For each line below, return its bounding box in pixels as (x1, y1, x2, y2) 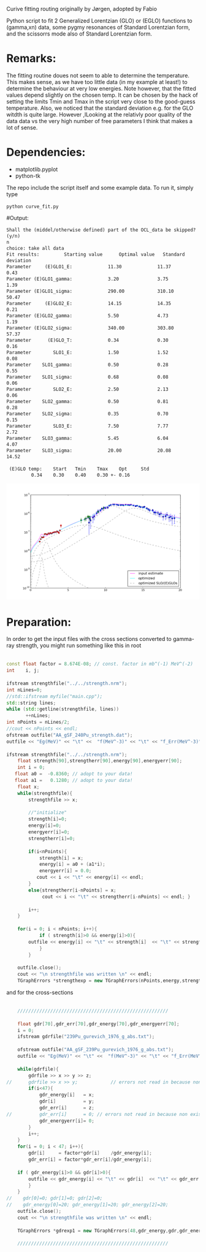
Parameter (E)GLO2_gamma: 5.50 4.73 (6, 313, 169, 319)
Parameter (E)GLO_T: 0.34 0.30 (6, 337, 169, 343)
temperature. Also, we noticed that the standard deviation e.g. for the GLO (6, 104, 194, 112)
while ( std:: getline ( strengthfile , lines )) (6, 706, 120, 713)
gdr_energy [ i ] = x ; (39, 1092, 95, 1098)
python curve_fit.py (6, 203, 59, 210)
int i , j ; (6, 667, 40, 673)
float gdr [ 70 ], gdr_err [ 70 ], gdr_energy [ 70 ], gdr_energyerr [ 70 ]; (17, 1020, 180, 1027)
